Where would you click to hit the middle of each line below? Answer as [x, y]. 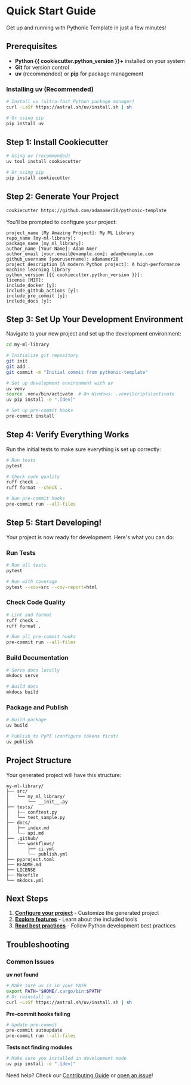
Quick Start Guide [51, 11]
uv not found [22, 975]
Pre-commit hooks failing [38, 1014]
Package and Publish [37, 707]
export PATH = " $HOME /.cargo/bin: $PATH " [54, 991]
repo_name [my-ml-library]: [41, 238]
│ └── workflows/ [30, 844]
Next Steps [27, 899]
